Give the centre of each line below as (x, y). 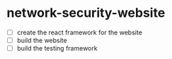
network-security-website (86, 13)
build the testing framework (57, 48)
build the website (42, 40)
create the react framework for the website (80, 32)
